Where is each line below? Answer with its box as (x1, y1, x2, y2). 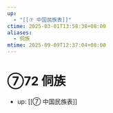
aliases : (7, 29, 32, 36)
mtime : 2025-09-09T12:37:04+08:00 (7, 42, 107, 49)
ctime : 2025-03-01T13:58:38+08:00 (7, 23, 107, 29)
